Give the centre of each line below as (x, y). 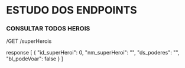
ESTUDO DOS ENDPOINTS (72, 10)
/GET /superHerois (29, 41)
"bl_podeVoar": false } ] (35, 59)
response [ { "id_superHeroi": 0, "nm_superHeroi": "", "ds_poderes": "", (93, 53)
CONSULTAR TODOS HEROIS (48, 29)
